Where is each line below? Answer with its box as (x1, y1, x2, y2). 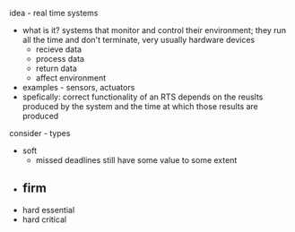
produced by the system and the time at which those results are (22, 101, 258, 111)
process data (35, 54, 85, 64)
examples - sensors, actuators (22, 82, 135, 92)
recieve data (35, 44, 82, 55)
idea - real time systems (9, 8, 99, 18)
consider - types (9, 128, 71, 138)
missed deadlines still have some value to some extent (35, 155, 238, 165)
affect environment (35, 73, 107, 83)
